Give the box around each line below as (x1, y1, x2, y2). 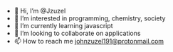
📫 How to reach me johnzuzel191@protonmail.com (14, 37, 164, 45)
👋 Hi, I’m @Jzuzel (14, 7, 66, 15)
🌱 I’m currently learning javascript (14, 22, 113, 30)
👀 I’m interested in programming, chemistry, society (14, 14, 166, 22)
